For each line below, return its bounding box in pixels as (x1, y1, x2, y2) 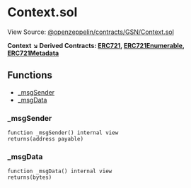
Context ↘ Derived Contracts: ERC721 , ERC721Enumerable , (7, 41, 185, 49)
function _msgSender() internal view (7, 129, 119, 136)
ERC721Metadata (7, 49, 59, 57)
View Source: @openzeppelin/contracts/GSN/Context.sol (7, 28, 175, 36)
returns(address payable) (7, 136, 83, 143)
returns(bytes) (7, 174, 52, 181)
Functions (7, 69, 53, 81)
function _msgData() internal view (7, 168, 112, 175)
